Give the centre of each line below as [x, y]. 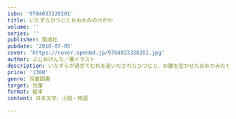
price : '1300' [28, 72]
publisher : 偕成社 [33, 40]
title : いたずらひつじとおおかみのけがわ [60, 20]
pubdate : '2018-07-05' [40, 46]
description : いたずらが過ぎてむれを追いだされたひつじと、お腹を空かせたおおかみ [114, 66]
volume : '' [23, 27]
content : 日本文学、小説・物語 [48, 99]
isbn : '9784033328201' [40, 14]
